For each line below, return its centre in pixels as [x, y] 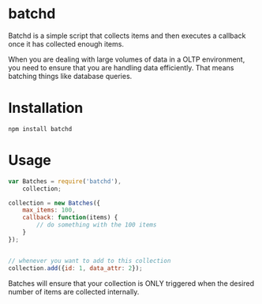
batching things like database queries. [70, 76]
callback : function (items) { [70, 218]
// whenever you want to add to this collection [90, 261]
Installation [46, 108]
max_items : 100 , [49, 210]
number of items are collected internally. [74, 291]
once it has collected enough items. [66, 43]
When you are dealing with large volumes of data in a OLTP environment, [127, 59]
